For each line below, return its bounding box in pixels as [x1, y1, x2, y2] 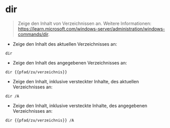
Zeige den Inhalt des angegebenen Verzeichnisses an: [12, 59, 127, 66]
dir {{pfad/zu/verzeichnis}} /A [5, 118, 74, 123]
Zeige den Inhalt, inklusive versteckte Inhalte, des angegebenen [12, 103, 148, 109]
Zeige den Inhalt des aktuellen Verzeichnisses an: [12, 41, 117, 47]
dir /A [5, 93, 19, 99]
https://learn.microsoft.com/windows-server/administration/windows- [17, 25, 165, 31]
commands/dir [17, 31, 48, 37]
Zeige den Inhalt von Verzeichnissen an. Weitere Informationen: [17, 20, 152, 26]
